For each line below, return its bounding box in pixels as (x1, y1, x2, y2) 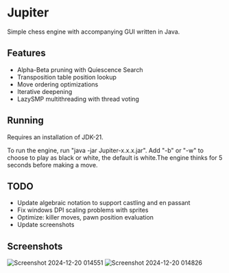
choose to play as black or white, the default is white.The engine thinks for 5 (7, 153, 223, 162)
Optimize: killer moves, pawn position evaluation (16, 213, 154, 222)
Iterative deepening (16, 87, 73, 95)
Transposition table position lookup (16, 73, 117, 81)
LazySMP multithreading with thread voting (16, 95, 139, 103)
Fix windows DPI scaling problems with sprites (16, 206, 149, 214)
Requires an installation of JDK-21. (7, 132, 104, 141)
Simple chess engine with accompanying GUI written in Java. (7, 27, 180, 36)
